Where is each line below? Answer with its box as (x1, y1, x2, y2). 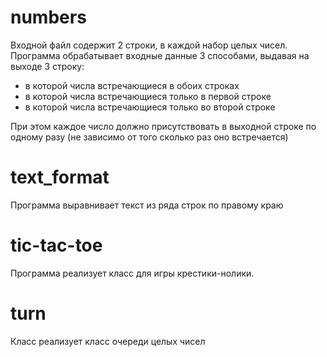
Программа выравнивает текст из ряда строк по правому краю (10, 199, 284, 211)
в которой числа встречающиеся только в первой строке (24, 90, 272, 102)
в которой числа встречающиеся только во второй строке (24, 101, 276, 113)
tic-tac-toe (10, 234, 103, 257)
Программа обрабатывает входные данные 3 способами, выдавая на (10, 49, 310, 61)
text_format (10, 166, 110, 189)
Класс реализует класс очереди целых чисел (10, 335, 206, 347)
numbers (10, 6, 87, 29)
